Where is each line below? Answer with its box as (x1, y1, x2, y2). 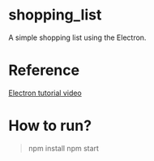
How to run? (8, 116, 92, 135)
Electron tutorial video (8, 88, 83, 98)
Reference (8, 61, 79, 80)
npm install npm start (28, 143, 100, 153)
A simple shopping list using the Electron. (8, 33, 147, 42)
